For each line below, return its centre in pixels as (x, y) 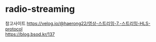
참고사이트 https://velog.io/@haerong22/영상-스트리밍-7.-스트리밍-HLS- (78, 23)
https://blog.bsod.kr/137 (30, 34)
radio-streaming (40, 9)
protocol (14, 29)
